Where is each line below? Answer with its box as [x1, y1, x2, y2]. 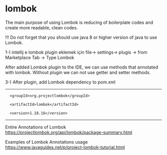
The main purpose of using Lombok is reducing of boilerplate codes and [5, 19, 153, 25]
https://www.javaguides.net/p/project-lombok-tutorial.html [5, 144, 125, 150]
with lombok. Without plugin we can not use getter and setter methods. [5, 69, 151, 75]
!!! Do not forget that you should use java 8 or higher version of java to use [5, 34, 158, 40]
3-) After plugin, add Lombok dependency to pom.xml [5, 79, 116, 85]
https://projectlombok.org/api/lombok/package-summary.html [5, 129, 133, 135]
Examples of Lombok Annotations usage [5, 139, 88, 145]
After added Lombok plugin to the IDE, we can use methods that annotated [5, 64, 159, 70]
